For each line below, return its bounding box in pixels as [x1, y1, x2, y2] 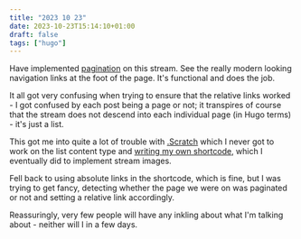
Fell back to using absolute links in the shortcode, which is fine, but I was [9, 173, 282, 184]
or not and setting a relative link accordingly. [9, 192, 174, 203]
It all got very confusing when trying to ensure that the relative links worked [9, 90, 291, 101]
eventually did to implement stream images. [9, 155, 172, 167]
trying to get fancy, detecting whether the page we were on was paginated [9, 182, 287, 194]
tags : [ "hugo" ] [9, 38, 67, 48]
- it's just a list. [9, 119, 65, 130]
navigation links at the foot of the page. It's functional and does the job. [9, 73, 276, 84]
